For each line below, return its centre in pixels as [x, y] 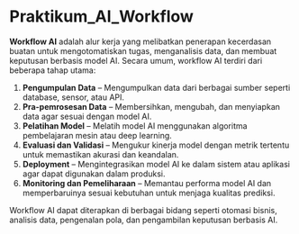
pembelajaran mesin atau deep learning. [97, 135]
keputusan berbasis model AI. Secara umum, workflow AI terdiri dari [136, 60]
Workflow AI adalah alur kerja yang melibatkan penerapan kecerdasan [140, 41]
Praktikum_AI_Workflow [101, 17]
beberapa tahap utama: [53, 70]
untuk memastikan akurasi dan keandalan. [100, 154]
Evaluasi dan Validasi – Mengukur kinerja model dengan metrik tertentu [156, 145]
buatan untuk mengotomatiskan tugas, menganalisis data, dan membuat [143, 50]
